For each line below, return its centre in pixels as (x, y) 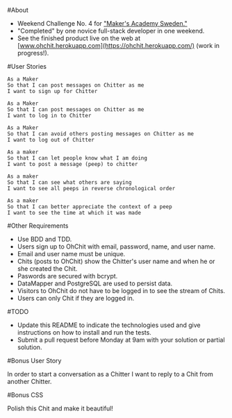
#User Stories (27, 66)
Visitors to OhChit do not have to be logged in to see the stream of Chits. (121, 291)
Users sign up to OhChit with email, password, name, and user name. (116, 246)
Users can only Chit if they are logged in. (76, 298)
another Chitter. (30, 382)
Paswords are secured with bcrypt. (67, 276)
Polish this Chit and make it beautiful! (60, 408)
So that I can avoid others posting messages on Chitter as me (101, 134)
